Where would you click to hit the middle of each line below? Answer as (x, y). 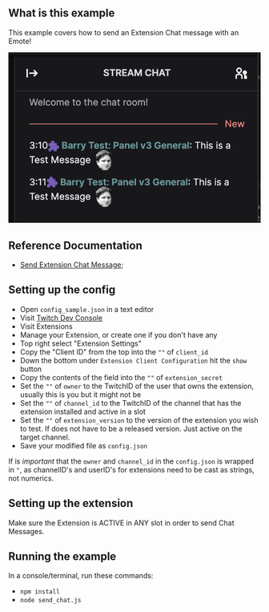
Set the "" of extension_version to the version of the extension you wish (139, 419)
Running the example (62, 556)
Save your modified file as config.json (84, 445)
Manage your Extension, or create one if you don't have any (118, 334)
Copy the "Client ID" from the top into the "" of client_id (114, 351)
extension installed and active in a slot (83, 411)
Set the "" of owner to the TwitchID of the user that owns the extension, (137, 386)
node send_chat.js (50, 601)
